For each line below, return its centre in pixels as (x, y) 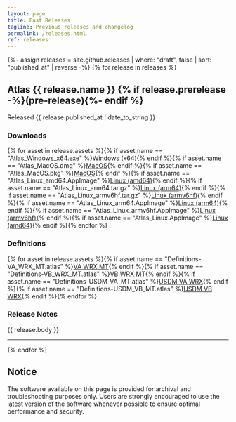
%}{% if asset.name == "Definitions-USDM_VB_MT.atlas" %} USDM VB (110, 289)
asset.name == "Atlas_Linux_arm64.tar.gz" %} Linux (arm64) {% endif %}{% (117, 188)
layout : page (26, 14)
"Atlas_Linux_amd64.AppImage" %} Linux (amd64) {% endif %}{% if (105, 180)
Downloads (27, 136)
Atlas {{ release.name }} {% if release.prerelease (117, 90)
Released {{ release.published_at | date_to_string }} (81, 117)
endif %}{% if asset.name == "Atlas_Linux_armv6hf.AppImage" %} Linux (112, 211)
